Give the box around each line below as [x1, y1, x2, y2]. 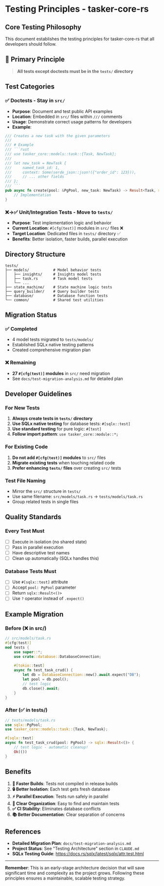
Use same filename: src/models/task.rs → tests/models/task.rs [12, 494, 143, 499]
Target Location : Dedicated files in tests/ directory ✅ [12, 230, 121, 236]
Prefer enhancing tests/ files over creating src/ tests [12, 465, 121, 471]
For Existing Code [5, 443, 48, 450]
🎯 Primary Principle [5, 55, 65, 64]
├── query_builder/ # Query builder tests [5, 289, 99, 294]
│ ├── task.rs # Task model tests [5, 276, 93, 281]
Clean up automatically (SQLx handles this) [12, 555, 99, 561]
